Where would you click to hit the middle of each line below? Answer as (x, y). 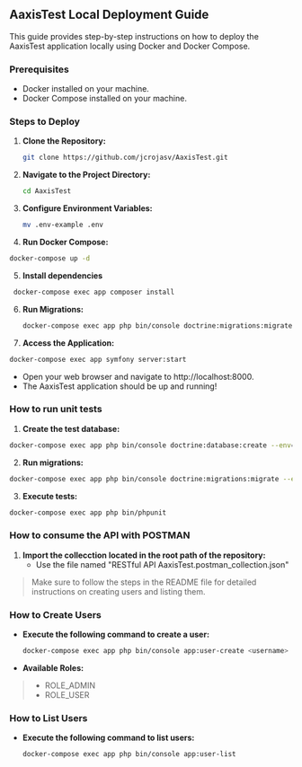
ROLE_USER (67, 694)
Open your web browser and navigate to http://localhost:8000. (138, 376)
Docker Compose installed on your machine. (104, 99)
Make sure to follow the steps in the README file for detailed (144, 582)
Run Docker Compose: (65, 242)
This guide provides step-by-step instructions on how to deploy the (134, 36)
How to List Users (49, 718)
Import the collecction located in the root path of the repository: (144, 555)
